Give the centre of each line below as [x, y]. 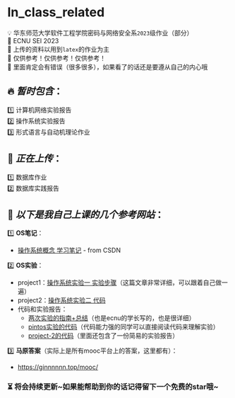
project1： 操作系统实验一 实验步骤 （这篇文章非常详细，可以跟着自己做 [120, 283]
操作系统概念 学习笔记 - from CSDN [69, 250]
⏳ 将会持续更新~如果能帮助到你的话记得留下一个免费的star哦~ [113, 387]
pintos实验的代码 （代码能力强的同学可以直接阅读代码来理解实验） [124, 327]
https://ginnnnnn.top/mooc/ [58, 367]
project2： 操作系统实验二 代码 [61, 300]
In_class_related [56, 12]
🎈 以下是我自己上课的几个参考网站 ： [86, 214]
